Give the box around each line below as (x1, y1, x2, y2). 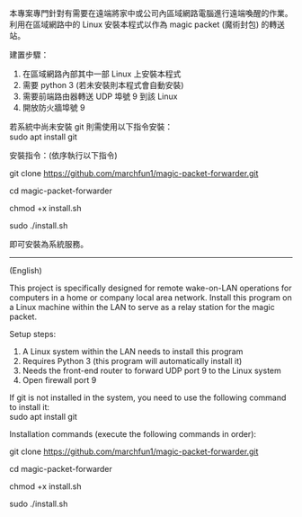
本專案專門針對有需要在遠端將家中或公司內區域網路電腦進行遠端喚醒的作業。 (9, 8, 293, 18)
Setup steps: (9, 329, 57, 339)
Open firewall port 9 (22, 375, 97, 385)
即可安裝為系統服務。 (9, 239, 88, 249)
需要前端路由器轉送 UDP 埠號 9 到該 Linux (22, 91, 178, 102)
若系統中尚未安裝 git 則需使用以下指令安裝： (9, 121, 173, 132)
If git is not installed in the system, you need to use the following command (9, 392, 287, 403)
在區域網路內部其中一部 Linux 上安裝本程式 (22, 68, 182, 79)
